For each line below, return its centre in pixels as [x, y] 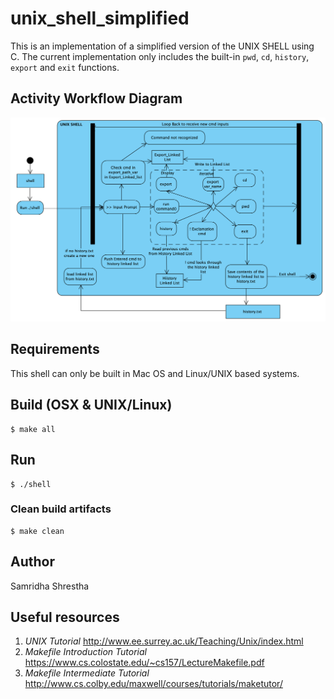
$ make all [33, 429]
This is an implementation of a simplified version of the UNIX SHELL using [162, 46]
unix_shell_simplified [100, 18]
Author [32, 562]
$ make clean [37, 531]
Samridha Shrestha [50, 586]
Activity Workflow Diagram [96, 98]
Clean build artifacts [61, 509]
